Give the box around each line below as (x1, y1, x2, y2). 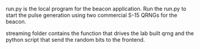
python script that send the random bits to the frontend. (5, 36, 145, 43)
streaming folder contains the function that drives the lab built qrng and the (5, 30, 194, 37)
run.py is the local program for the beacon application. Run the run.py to (5, 5, 187, 12)
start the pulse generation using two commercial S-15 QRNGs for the (5, 11, 178, 19)
